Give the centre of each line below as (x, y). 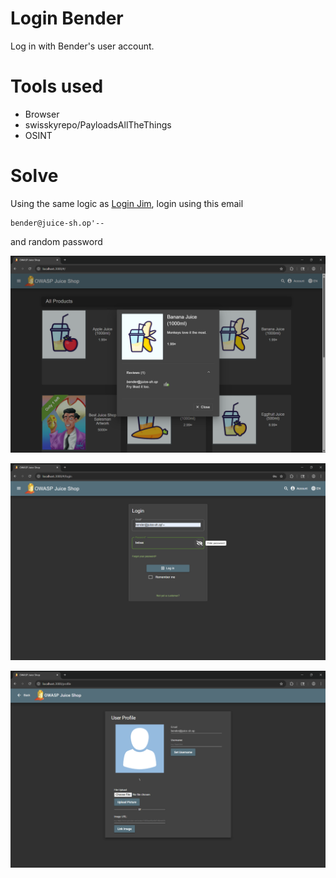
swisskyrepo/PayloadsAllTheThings (98, 124)
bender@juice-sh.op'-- (57, 223)
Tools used (57, 86)
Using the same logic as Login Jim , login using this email (127, 203)
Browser (42, 114)
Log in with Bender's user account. (82, 46)
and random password (56, 241)
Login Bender (67, 18)
